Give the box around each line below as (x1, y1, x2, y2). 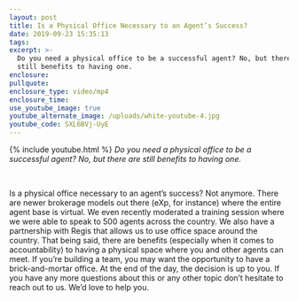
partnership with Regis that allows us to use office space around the (9, 226, 258, 235)
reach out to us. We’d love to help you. (9, 282, 149, 292)
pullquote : (9, 79, 50, 88)
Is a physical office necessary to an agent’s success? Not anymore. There (9, 188, 279, 198)
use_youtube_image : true (9, 104, 101, 112)
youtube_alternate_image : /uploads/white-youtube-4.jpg (9, 112, 220, 120)
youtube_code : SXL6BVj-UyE (9, 120, 109, 129)
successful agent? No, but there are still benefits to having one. (9, 154, 242, 164)
